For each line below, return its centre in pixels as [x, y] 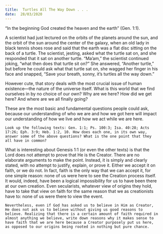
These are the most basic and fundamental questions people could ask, [77, 108]
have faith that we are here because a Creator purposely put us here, [79, 222]
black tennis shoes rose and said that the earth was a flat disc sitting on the [81, 48]
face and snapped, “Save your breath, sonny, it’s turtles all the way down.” [80, 74]
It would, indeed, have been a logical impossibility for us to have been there [81, 181]
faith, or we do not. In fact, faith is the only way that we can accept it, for [78, 170]
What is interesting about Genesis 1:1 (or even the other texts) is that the [77, 149]
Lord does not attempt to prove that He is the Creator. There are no [72, 155]
